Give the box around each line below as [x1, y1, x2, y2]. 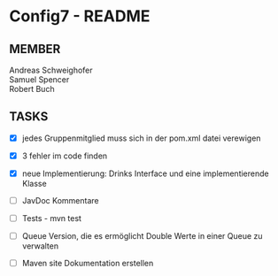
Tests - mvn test [21, 213, 82, 224]
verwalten [21, 241, 59, 251]
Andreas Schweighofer [9, 65, 93, 75]
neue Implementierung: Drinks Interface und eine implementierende [21, 168, 269, 179]
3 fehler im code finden [21, 150, 108, 161]
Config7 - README [9, 6, 151, 27]
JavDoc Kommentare [21, 195, 99, 205]
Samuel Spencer [9, 74, 70, 85]
